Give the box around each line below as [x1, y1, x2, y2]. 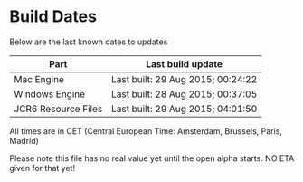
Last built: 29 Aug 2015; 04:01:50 [111, 102, 258, 115]
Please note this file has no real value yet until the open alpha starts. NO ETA [9, 152, 295, 164]
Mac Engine [14, 72, 65, 85]
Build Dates [9, 6, 98, 27]
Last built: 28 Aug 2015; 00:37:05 [111, 88, 258, 101]
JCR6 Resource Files [14, 102, 103, 115]
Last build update [146, 57, 223, 70]
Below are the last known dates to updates [9, 36, 168, 47]
